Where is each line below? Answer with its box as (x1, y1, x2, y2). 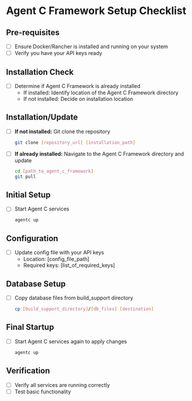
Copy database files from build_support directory (14, 294, 133, 301)
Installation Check (6, 67, 74, 77)
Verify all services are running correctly (14, 381, 110, 388)
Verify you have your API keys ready (14, 50, 102, 57)
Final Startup (6, 322, 54, 332)
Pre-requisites (6, 28, 60, 38)
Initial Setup (6, 189, 51, 200)
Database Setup (6, 278, 66, 288)
